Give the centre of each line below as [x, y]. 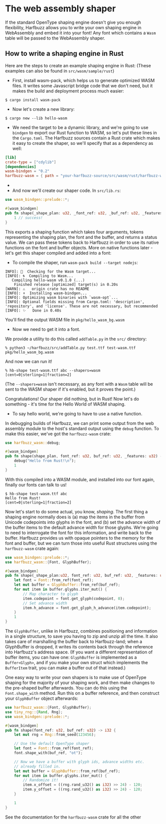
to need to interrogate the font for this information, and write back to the [79, 533]
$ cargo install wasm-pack [33, 100]
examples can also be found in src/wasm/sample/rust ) [60, 71]
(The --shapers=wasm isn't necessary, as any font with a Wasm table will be [79, 384]
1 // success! [28, 218]
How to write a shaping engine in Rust [64, 54]
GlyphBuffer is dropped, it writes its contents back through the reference [79, 647]
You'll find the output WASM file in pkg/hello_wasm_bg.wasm [65, 320]
